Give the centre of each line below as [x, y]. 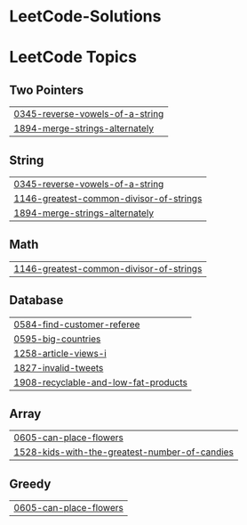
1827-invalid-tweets [59, 367]
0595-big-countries [57, 339]
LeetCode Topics [73, 57]
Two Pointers [47, 90]
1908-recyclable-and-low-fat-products [101, 382]
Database [36, 300]
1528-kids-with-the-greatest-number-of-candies [123, 452]
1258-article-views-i [60, 353]
